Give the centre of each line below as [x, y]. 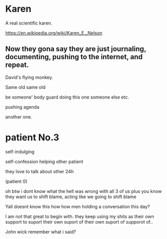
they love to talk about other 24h [40, 171]
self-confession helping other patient [44, 161]
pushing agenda [22, 107]
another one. [19, 117]
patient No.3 [32, 137]
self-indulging [20, 152]
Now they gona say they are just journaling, [76, 49]
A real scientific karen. [29, 23]
